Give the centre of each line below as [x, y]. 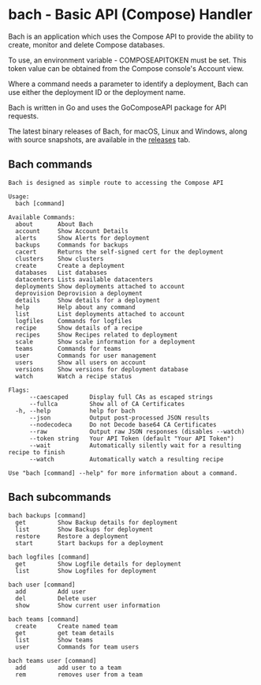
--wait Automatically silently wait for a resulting [135, 445]
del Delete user [56, 598]
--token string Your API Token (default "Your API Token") [132, 438]
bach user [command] [42, 585]
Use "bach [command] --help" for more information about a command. [123, 473]
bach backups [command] [47, 515]
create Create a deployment [70, 265]
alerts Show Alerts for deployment [82, 238]
